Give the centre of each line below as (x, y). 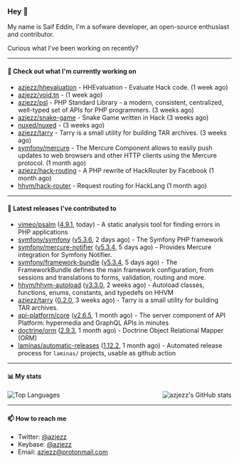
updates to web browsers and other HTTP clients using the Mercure (117, 155)
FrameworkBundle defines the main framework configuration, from (116, 269)
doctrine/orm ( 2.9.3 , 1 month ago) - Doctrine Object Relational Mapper (121, 330)
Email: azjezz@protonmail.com (63, 452)
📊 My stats (25, 376)
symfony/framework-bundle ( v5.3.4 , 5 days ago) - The (97, 262)
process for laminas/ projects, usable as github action (97, 353)
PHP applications (43, 231)
